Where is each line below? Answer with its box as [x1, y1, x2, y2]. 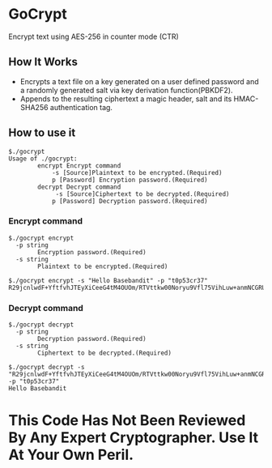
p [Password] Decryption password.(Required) [51, 197, 208, 205]
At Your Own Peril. [8, 446, 134, 464]
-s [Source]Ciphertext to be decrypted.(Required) [55, 189, 230, 198]
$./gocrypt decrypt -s [8, 364, 85, 372]
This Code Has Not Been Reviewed [8, 411, 246, 430]
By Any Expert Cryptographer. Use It [8, 428, 259, 447]
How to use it [8, 126, 76, 140]
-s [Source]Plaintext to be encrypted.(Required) [51, 168, 223, 177]
